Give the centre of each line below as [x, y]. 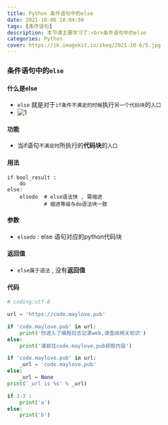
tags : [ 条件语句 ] [30, 26]
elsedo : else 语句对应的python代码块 [69, 236]
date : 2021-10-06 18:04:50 [46, 20]
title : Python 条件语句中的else [50, 13]
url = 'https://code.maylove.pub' [57, 315]
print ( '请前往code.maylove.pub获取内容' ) [76, 346]
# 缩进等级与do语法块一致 [75, 204]
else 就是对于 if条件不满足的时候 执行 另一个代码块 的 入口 [89, 105]
